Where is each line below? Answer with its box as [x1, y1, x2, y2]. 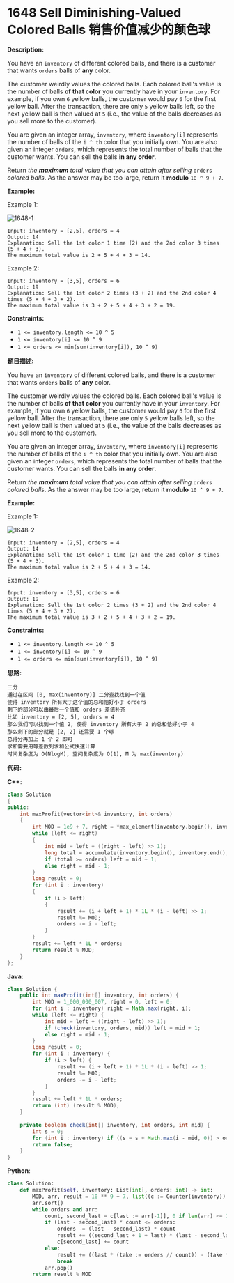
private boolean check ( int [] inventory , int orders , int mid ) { [19, 1121, 210, 1128]
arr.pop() [44, 1264, 73, 1271]
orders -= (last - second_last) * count [56, 1225, 176, 1233]
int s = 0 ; [32, 1128, 64, 1135]
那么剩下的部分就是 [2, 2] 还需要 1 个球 [7, 728, 115, 735]
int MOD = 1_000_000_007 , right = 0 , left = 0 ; [32, 999, 173, 1006]
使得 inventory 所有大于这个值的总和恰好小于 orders [7, 698, 147, 705]
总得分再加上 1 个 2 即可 [7, 735, 73, 743]
